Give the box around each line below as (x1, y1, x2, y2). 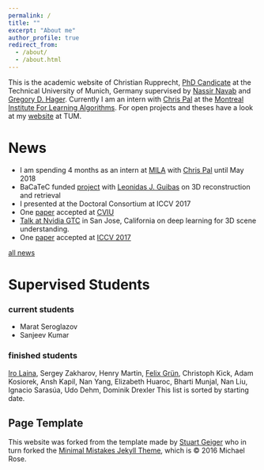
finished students (8, 350, 77, 361)
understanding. (19, 224, 70, 234)
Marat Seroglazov (19, 322, 77, 331)
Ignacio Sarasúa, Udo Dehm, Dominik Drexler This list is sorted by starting (8, 385, 249, 395)
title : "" (8, 19, 41, 27)
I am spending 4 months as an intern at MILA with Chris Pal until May (19, 165, 244, 174)
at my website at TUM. (8, 111, 82, 120)
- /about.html (15, 56, 62, 64)
